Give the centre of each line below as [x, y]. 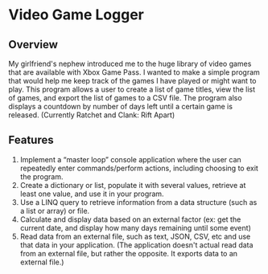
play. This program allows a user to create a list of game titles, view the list [132, 89]
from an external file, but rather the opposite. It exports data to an [129, 253]
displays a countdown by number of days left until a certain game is [121, 106]
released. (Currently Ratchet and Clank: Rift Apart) [92, 115]
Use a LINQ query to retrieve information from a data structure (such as [138, 202]
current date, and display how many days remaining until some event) [135, 227]
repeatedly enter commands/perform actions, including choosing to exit [139, 168]
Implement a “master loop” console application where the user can [130, 159]
